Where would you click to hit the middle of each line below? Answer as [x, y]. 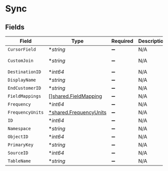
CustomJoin [20, 61]
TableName [19, 161]
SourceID [18, 153]
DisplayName [22, 80]
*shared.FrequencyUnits [77, 112]
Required [122, 41]
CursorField [22, 50]
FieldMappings [24, 96]
